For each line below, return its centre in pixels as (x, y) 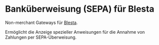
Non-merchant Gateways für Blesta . (41, 22)
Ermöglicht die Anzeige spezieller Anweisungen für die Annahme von (75, 32)
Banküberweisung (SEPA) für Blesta (80, 9)
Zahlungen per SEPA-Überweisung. (41, 37)
